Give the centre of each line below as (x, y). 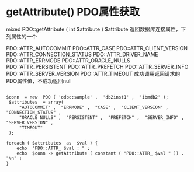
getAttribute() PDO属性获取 (73, 12)
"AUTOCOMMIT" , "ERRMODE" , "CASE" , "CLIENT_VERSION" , (93, 107)
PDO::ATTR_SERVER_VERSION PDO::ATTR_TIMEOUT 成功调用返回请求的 (93, 73)
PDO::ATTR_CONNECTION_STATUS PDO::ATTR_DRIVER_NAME (82, 54)
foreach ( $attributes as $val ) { (52, 143)
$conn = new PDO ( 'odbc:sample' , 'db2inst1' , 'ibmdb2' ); (87, 97)
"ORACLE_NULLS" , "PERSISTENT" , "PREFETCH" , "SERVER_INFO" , (101, 117)
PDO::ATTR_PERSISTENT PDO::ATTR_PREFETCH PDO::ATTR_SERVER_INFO (97, 66)
